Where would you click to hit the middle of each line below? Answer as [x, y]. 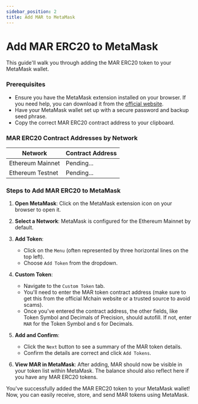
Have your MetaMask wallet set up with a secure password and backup [102, 110]
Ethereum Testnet [34, 173]
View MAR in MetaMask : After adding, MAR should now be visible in [98, 364]
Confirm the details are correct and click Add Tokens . [87, 353]
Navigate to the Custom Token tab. [64, 286]
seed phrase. [31, 116]
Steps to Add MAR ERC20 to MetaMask [64, 190]
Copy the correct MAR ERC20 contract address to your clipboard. [95, 123]
